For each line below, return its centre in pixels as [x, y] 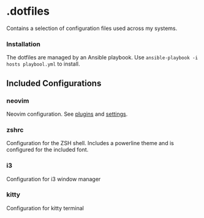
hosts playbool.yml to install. [43, 64]
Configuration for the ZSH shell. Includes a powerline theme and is [90, 143]
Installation [24, 44]
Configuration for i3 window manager [54, 179]
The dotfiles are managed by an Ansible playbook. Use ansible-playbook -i [102, 58]
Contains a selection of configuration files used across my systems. [92, 28]
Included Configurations [54, 83]
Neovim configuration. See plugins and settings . [67, 114]
